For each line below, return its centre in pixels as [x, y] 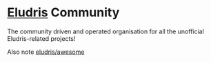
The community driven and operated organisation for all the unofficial [106, 31]
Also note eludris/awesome [46, 52]
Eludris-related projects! [41, 38]
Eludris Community [63, 13]
